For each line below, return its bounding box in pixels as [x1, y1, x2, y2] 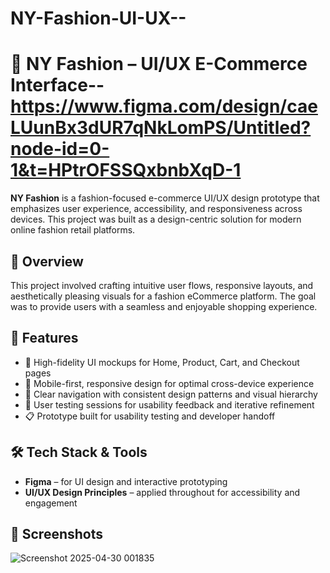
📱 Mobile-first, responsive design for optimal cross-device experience [24, 377, 315, 389]
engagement [24, 497, 78, 509]
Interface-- [10, 74, 105, 97]
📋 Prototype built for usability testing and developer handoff [24, 410, 276, 422]
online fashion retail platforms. [10, 224, 136, 236]
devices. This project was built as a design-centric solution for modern [10, 213, 302, 226]
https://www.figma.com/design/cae [10, 95, 318, 118]
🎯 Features [10, 330, 79, 347]
